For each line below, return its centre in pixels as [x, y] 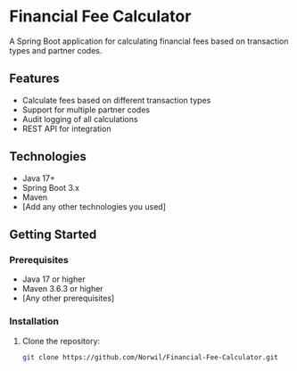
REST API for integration [66, 128]
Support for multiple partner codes [86, 110]
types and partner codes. [56, 50]
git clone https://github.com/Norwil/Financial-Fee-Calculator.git [150, 357]
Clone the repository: [61, 341]
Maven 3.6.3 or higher [63, 289]
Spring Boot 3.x [51, 187]
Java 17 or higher [54, 279]
